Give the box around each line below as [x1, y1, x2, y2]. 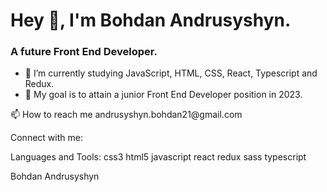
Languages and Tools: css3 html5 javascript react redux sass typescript [10, 151, 307, 163]
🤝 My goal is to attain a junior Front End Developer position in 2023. [24, 89, 303, 101]
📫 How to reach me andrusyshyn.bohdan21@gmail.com [10, 109, 243, 121]
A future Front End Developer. [10, 45, 158, 59]
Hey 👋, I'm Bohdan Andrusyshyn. [10, 9, 292, 32]
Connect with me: [10, 132, 83, 144]
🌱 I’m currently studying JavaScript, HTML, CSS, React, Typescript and [24, 67, 318, 79]
